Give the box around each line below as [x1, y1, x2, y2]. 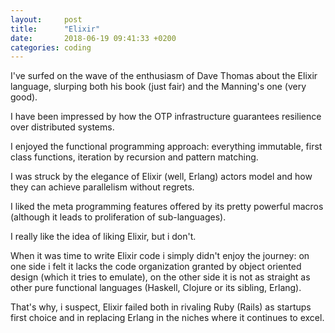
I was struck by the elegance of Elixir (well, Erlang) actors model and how [10, 171, 313, 183]
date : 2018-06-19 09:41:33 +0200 [10, 33, 177, 43]
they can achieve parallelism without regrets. [10, 181, 195, 193]
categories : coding [10, 42, 92, 53]
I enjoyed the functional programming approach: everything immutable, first [10, 141, 323, 153]
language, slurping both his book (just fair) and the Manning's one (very [10, 81, 307, 93]
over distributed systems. [10, 121, 115, 133]
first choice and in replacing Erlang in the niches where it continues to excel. [10, 312, 325, 324]
